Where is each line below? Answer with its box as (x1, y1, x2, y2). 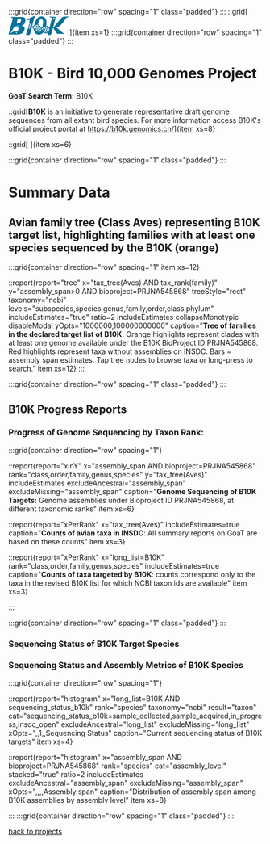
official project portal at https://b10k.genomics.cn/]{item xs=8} (8, 124, 216, 133)
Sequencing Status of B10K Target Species (8, 638, 180, 649)
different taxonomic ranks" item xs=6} (8, 504, 135, 514)
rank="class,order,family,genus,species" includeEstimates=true (8, 561, 220, 570)
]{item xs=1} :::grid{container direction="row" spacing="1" (69, 27, 263, 37)
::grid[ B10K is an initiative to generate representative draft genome (8, 107, 230, 116)
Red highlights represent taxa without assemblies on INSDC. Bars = (8, 346, 232, 356)
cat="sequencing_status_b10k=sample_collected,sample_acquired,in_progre (8, 711, 263, 720)
